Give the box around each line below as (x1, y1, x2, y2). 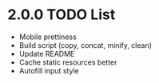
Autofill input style (18, 65, 79, 75)
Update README (18, 49, 75, 58)
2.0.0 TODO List (7, 6, 116, 24)
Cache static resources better (18, 57, 117, 67)
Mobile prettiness (18, 32, 77, 41)
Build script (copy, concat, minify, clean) (18, 40, 153, 49)
